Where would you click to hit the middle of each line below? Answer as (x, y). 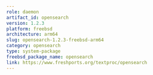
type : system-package (34, 51)
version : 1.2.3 (25, 23)
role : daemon (23, 12)
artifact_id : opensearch (37, 18)
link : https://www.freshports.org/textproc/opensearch (77, 62)
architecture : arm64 (32, 34)
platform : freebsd (29, 29)
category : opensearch (34, 46)
